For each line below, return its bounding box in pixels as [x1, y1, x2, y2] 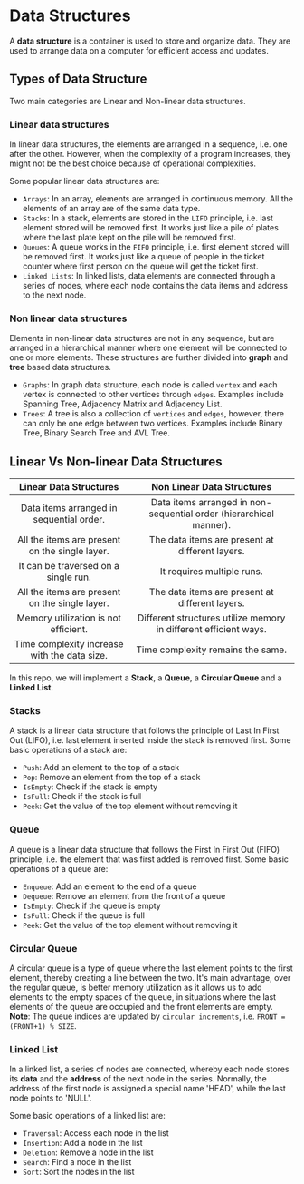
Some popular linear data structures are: [9, 176, 160, 187]
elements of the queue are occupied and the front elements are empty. [9, 1002, 273, 1013]
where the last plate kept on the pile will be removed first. [22, 232, 237, 243]
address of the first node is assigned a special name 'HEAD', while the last [9, 1083, 287, 1094]
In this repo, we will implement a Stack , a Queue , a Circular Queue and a [9, 672, 282, 683]
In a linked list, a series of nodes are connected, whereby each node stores [9, 1063, 290, 1075]
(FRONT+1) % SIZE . [9, 1021, 77, 1032]
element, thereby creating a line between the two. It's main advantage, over [9, 973, 291, 983]
